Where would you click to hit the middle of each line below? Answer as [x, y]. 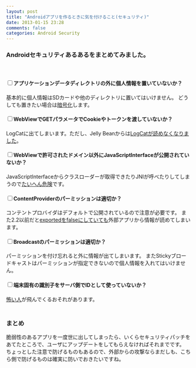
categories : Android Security [43, 33]
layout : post [22, 11]
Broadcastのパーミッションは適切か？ [60, 241]
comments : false [26, 28]
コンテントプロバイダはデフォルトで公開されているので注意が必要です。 [93, 213]
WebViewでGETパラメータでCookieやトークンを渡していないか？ [93, 119]
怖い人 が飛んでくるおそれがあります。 [52, 299]
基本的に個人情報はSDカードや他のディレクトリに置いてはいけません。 [92, 97]
